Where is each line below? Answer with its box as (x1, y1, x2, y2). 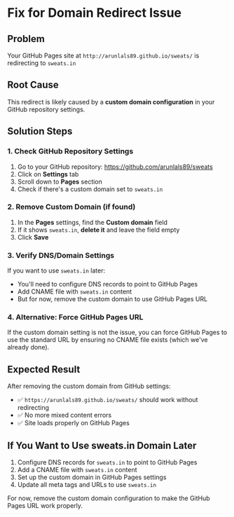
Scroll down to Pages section (17, 177, 103, 186)
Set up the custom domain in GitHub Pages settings (17, 473, 167, 481)
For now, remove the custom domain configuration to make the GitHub (7, 494, 210, 502)
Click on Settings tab (17, 170, 79, 178)
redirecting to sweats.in (7, 59, 76, 67)
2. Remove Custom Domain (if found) (7, 202, 136, 212)
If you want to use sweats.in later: (7, 266, 106, 275)
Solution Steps (7, 125, 73, 137)
